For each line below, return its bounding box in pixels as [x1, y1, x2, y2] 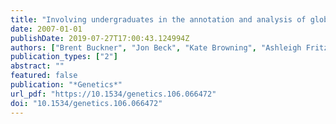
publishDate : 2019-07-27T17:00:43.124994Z [10, 33, 190, 43]
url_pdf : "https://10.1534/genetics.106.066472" [10, 89, 217, 99]
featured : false [10, 71, 78, 81]
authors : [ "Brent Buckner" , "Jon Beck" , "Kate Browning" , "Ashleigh [10, 42, 302, 53]
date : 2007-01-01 [10, 24, 83, 34]
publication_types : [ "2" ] [10, 52, 118, 62]
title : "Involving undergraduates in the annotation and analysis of [10, 14, 307, 25]
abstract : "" [10, 61, 65, 71]
